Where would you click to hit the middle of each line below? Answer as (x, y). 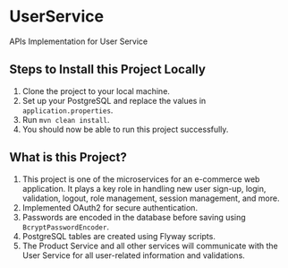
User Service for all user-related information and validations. (134, 255)
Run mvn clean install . (66, 119)
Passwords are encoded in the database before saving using (134, 217)
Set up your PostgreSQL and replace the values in (114, 100)
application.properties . (68, 110)
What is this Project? (68, 157)
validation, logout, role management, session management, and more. (151, 198)
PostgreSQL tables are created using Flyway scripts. (119, 236)
